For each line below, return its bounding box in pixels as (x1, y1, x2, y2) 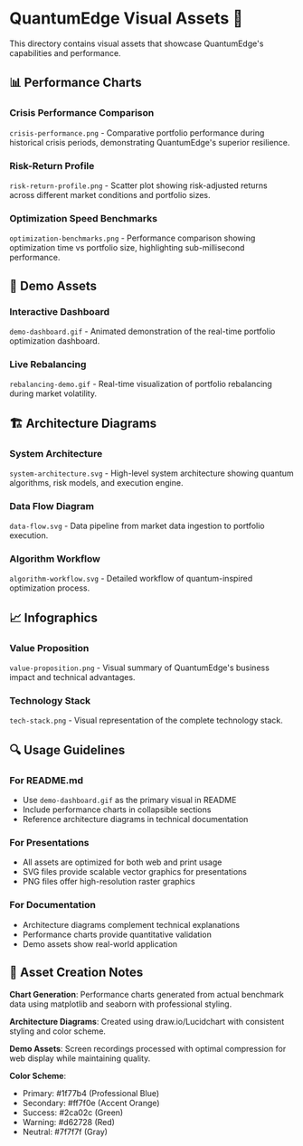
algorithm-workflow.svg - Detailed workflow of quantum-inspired (9, 573, 253, 584)
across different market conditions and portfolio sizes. (9, 189, 211, 200)
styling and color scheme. (9, 1026, 107, 1037)
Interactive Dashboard (9, 305, 110, 317)
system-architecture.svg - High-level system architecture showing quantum (9, 468, 294, 478)
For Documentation (9, 899, 97, 912)
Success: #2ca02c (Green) (22, 1107, 124, 1118)
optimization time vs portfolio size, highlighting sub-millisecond (9, 242, 245, 253)
